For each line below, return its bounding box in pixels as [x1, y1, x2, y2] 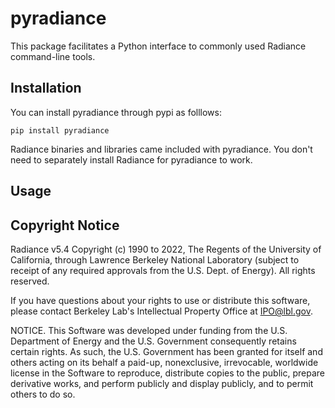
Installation [10, 80, 82, 97]
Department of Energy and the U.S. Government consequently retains [10, 335, 297, 347]
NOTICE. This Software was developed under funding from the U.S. [10, 324, 288, 336]
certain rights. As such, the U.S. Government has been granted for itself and [10, 345, 323, 357]
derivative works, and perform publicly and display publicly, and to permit [10, 377, 314, 389]
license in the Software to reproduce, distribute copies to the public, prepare [10, 367, 325, 379]
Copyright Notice [10, 217, 120, 234]
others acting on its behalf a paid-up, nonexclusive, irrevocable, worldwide [10, 356, 319, 368]
